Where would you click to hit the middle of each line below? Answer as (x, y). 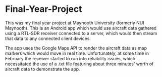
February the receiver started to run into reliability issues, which (70, 58)
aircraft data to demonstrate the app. (43, 69)
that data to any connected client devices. (48, 38)
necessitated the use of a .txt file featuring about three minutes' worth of (79, 64)
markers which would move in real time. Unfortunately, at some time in (77, 53)
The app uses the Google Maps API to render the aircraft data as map (76, 48)
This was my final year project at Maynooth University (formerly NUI (75, 23)
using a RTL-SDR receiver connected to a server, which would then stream (81, 33)
